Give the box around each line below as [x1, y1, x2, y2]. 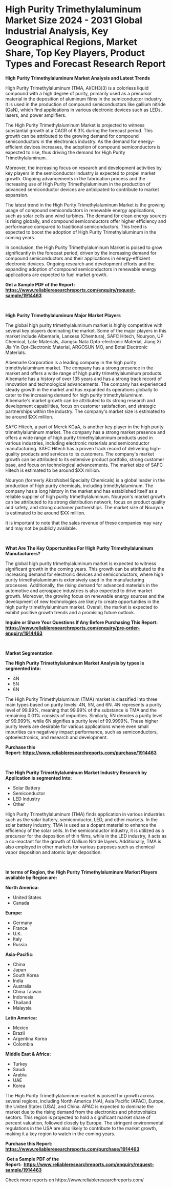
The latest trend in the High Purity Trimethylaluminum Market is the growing [5, 201, 165, 208]
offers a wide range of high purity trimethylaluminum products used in [5, 434, 153, 441]
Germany [12, 920, 32, 926]
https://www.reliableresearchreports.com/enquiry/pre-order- [5, 624, 140, 631]
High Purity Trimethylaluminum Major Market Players [5, 312, 121, 318]
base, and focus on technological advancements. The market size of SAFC [5, 462, 163, 468]
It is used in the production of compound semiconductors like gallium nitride [5, 101, 166, 107]
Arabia [12, 1072, 27, 1078]
